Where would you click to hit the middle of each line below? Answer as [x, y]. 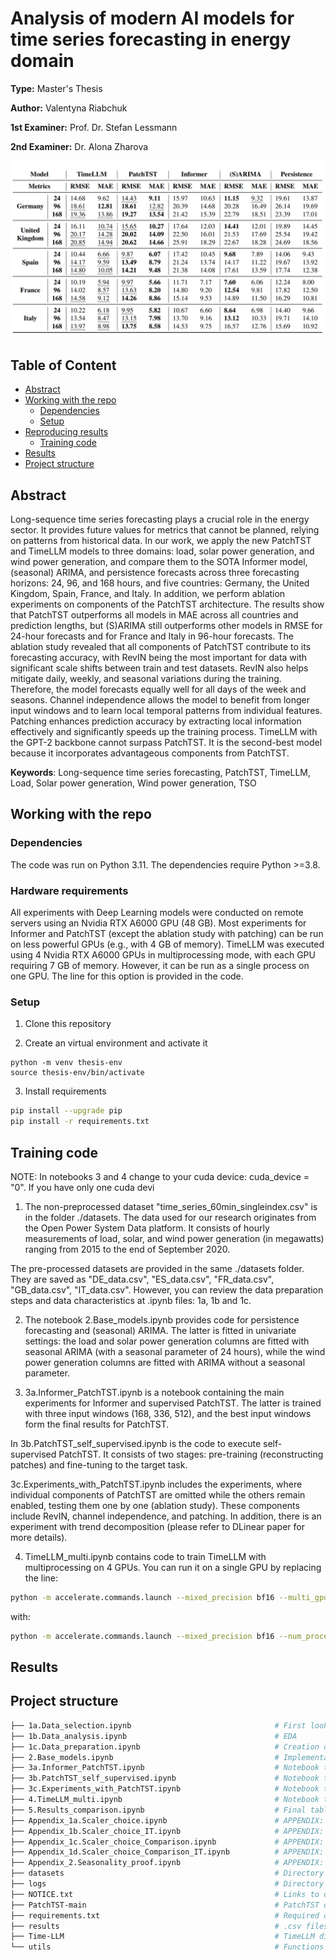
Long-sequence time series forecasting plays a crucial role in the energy [160, 519]
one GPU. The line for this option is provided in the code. [127, 976]
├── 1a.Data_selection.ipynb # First [158, 1725]
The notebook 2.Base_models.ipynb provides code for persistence [162, 1319]
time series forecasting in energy [151, 39]
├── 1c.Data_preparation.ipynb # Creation [165, 1747]
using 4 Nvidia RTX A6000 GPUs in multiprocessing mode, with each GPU [163, 955]
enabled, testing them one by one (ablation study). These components [155, 1505]
